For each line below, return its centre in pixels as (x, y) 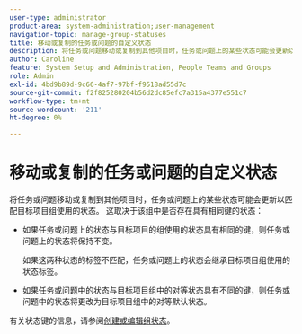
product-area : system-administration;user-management (112, 26)
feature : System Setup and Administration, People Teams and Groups (140, 68)
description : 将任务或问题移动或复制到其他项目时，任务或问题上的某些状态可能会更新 (149, 51)
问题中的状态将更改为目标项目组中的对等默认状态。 (117, 302)
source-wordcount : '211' (56, 110)
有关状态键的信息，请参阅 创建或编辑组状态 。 (92, 321)
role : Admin (31, 76)
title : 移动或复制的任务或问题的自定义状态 (80, 43)
